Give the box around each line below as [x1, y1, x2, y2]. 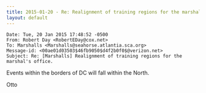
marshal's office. [6, 58, 53, 64]
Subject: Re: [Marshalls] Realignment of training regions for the [6, 53, 183, 59]
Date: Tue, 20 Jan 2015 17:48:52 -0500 [6, 31, 109, 37]
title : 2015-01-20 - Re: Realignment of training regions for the [6, 9, 180, 15]
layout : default [6, 15, 48, 21]
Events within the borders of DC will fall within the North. [6, 69, 150, 76]
